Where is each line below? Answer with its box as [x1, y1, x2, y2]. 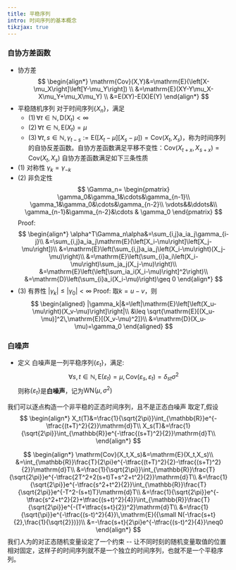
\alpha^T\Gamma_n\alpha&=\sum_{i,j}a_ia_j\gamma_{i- [70, 230, 230, 238]
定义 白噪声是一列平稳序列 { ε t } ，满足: [17, 359, 125, 368]
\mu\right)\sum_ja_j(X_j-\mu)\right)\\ [70, 260, 178, 269]
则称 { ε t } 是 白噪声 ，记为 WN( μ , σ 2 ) [17, 385, 113, 397]
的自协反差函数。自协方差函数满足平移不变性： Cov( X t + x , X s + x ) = [27, 143, 220, 153]
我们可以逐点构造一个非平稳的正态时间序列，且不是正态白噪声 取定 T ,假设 [7, 402, 219, 411]
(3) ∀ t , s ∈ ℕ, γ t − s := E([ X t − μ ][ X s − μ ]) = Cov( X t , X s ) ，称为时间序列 [27, 134, 226, 144]
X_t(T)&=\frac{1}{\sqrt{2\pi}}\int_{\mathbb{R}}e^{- [71, 414, 217, 423]
